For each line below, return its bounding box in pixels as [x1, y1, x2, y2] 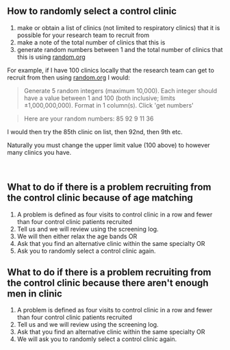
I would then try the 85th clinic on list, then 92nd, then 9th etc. [7, 127, 183, 136]
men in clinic [7, 288, 63, 300]
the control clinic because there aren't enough [7, 277, 209, 289]
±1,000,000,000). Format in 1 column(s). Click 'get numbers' [23, 101, 194, 109]
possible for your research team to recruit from [16, 31, 149, 39]
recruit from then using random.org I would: [7, 73, 130, 82]
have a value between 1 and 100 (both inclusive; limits [23, 94, 176, 102]
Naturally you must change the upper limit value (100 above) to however [7, 140, 210, 149]
